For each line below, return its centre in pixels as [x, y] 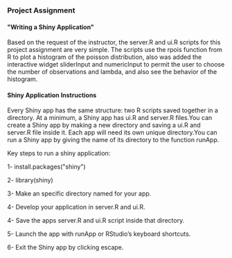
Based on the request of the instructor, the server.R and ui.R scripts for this [114, 42]
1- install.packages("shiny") [46, 167]
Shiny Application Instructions [52, 95]
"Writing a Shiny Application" [51, 27]
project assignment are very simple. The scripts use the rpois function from [115, 50]
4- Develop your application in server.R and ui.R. [76, 207]
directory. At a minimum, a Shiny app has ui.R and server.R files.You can [110, 118]
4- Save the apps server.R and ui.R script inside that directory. [96, 221]
